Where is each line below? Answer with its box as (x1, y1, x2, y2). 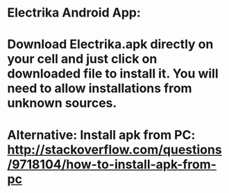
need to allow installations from (7, 81, 192, 96)
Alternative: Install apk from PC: (7, 127, 196, 143)
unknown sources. (7, 95, 117, 111)
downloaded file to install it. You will (7, 66, 219, 82)
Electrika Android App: (7, 5, 141, 21)
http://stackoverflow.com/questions (7, 142, 222, 157)
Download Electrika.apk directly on (7, 37, 214, 53)
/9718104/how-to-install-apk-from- (7, 156, 217, 172)
